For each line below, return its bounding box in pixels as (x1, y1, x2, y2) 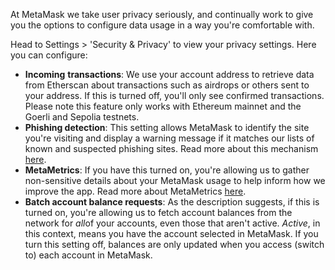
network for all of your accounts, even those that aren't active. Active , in (24, 217, 321, 229)
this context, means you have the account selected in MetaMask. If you (24, 228, 319, 239)
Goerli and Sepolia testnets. (24, 111, 140, 123)
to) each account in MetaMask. (24, 249, 153, 261)
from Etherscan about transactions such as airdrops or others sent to (24, 79, 310, 91)
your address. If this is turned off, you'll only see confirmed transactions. (24, 90, 325, 101)
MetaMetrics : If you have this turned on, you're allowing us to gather (24, 164, 310, 176)
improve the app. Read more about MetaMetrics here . (24, 185, 247, 197)
